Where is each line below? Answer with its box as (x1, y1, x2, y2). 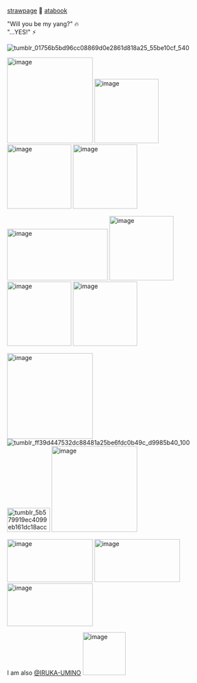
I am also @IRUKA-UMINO (7, 669, 81, 677)
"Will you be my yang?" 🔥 (7, 20, 79, 27)
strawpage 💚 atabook (7, 7, 68, 14)
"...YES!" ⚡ (7, 28, 36, 36)
